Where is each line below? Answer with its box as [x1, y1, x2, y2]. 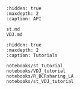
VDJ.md [6, 32, 23, 38]
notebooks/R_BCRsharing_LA [6, 73, 74, 79]
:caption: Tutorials [6, 52, 58, 58]
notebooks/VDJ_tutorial [6, 68, 66, 74]
